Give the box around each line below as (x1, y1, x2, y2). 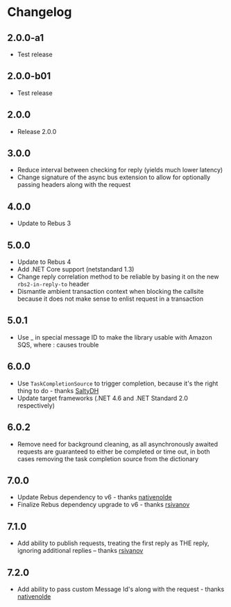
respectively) (17, 401, 55, 410)
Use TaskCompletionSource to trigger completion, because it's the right (17, 379, 219, 388)
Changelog (7, 4, 72, 20)
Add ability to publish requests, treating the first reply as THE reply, (17, 539, 209, 547)
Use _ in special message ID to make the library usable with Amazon (17, 333, 213, 341)
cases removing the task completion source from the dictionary (17, 454, 199, 463)
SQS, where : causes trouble (17, 340, 99, 349)
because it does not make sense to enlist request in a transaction (17, 294, 204, 303)
